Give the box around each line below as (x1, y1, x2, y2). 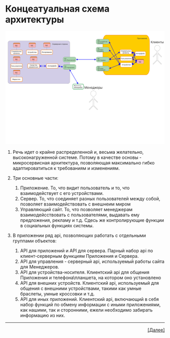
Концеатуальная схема (5, 3, 110, 15)
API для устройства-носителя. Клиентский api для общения (20, 269, 150, 275)
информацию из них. (20, 312, 66, 318)
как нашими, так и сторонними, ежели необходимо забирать (20, 307, 153, 313)
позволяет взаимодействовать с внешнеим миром (20, 201, 131, 207)
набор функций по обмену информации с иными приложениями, (20, 301, 161, 308)
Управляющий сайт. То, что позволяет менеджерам (20, 206, 133, 212)
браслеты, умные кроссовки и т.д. (20, 290, 95, 297)
